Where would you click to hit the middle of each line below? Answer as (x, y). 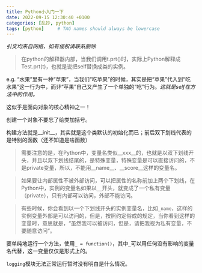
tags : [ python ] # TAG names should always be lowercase (83, 28)
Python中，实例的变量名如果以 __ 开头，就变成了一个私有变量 (96, 188)
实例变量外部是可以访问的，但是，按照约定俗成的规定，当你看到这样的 (108, 216)
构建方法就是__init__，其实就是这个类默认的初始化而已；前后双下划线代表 (96, 133)
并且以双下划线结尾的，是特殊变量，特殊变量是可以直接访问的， (111, 160)
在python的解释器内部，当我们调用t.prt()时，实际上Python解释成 (101, 59)
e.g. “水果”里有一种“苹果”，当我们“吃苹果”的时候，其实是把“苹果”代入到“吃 (99, 79)
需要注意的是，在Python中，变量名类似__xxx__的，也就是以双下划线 (105, 153)
